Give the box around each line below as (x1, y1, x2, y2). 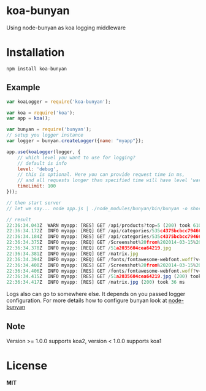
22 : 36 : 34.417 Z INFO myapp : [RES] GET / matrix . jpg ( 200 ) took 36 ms (6, 279, 185, 286)
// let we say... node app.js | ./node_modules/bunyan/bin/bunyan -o (6, 205, 188, 211)
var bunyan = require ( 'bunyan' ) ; (6, 126, 92, 132)
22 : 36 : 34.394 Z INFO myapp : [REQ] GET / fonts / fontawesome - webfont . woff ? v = (6, 256, 202, 262)
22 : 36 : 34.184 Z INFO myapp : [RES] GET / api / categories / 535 (6, 233, 161, 240)
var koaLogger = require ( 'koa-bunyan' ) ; (6, 99, 112, 105)
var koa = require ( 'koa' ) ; (6, 110, 75, 116)
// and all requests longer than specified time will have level (17, 177, 188, 184)
